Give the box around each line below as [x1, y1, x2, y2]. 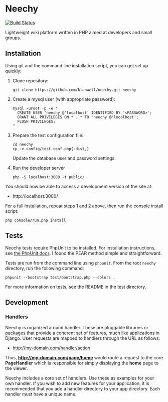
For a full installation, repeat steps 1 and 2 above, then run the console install [5, 203, 163, 209]
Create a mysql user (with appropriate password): [12, 96, 115, 102]
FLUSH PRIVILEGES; [17, 119, 56, 124]
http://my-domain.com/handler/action [12, 345, 91, 351]
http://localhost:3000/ [12, 193, 58, 199]
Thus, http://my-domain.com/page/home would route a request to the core [5, 355, 163, 361]
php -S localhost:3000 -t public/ [12, 174, 85, 180]
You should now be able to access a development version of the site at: [5, 183, 153, 189]
